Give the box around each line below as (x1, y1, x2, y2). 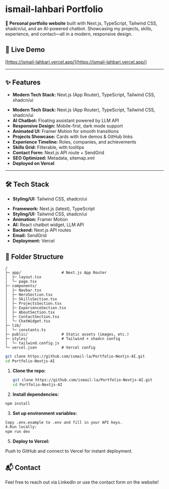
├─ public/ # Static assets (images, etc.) (5, 332, 129, 337)
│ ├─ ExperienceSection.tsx (5, 306, 66, 311)
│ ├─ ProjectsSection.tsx (5, 301, 62, 306)
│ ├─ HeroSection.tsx (5, 292, 53, 298)
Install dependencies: (12, 391, 59, 397)
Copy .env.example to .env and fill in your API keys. (5, 420, 123, 425)
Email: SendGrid (12, 233, 47, 239)
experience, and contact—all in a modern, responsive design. (5, 31, 132, 37)
